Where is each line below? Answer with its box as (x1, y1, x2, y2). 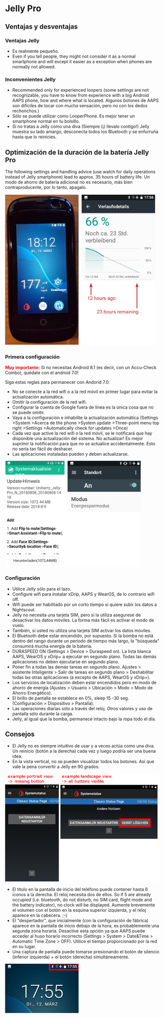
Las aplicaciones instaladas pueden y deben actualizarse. (12, 451, 129, 457)
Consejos (5, 730, 35, 738)
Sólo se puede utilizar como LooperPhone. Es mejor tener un (12, 113, 135, 119)
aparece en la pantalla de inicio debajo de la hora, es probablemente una (12, 923, 159, 929)
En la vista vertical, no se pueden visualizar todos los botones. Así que (12, 759, 154, 764)
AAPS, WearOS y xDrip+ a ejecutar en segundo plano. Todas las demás (12, 653, 157, 659)
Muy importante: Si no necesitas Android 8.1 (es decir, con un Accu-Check (5, 365, 157, 370)
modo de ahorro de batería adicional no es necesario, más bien (5, 179, 133, 185)
